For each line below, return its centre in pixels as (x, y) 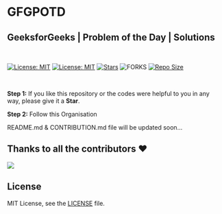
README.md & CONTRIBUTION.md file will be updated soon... (95, 127)
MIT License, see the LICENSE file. (56, 203)
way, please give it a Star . (44, 101)
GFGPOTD (37, 12)
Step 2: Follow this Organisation (52, 114)
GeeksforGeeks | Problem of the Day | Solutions (111, 37)
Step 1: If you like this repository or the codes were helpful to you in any (109, 94)
